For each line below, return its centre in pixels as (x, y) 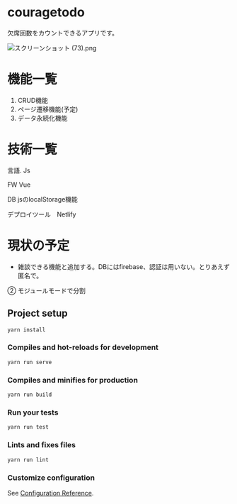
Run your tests (33, 412)
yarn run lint (28, 460)
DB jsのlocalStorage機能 (42, 199)
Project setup (38, 313)
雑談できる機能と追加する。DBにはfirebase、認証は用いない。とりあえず (123, 266)
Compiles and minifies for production (73, 380)
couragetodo (46, 12)
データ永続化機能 (42, 118)
